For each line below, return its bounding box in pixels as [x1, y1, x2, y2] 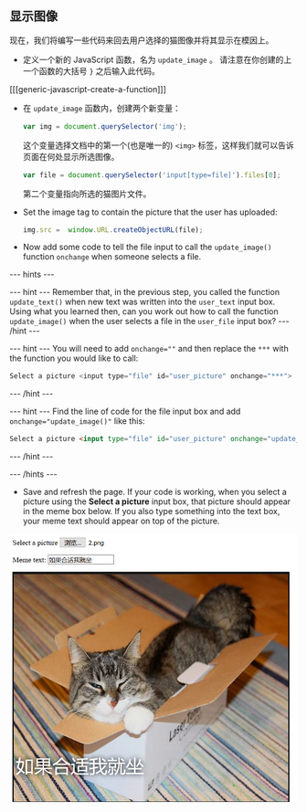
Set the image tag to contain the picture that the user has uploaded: [22, 206, 278, 217]
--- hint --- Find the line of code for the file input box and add [9, 406, 241, 417]
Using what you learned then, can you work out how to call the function [9, 306, 279, 317]
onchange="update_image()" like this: [9, 416, 145, 427]
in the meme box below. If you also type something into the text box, [22, 506, 281, 517]
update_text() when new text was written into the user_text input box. [9, 296, 276, 308]
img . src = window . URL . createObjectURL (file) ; [22, 225, 204, 235]
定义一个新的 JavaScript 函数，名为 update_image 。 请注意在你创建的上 [22, 54, 292, 65]
